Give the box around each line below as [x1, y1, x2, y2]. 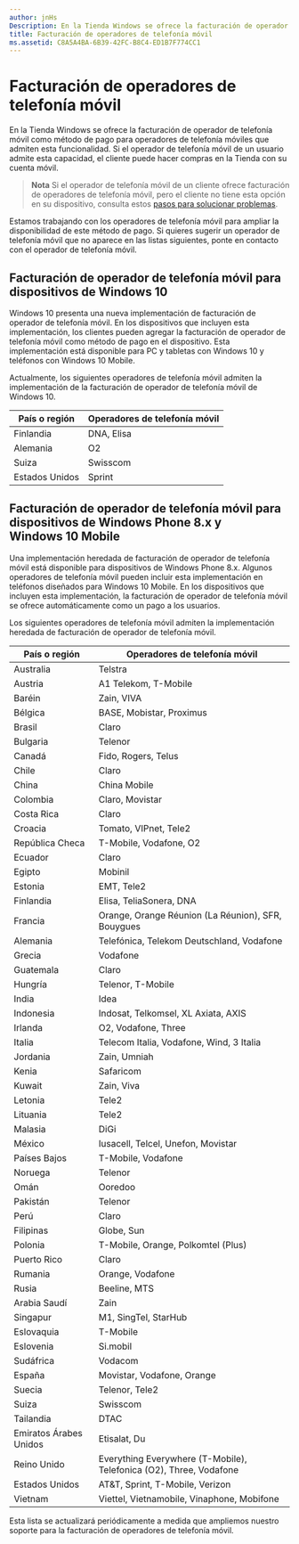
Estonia [13, 879, 45, 892]
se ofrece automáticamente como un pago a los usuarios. [9, 600, 221, 610]
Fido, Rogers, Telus [98, 749, 179, 762]
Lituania [13, 1108, 47, 1121]
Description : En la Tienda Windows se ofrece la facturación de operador [9, 21, 289, 30]
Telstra [98, 663, 127, 675]
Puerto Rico [13, 1253, 63, 1265]
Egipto [13, 865, 41, 878]
